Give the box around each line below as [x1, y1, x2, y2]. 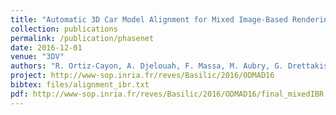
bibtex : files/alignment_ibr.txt [10, 80, 150, 90]
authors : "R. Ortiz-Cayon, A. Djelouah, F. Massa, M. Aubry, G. [10, 61, 284, 71]
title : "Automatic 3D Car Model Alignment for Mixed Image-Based [10, 14, 288, 25]
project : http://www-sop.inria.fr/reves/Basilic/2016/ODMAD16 [10, 71, 275, 81]
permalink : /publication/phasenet [10, 33, 155, 43]
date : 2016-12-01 [10, 42, 83, 53]
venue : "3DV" [10, 52, 65, 62]
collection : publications [10, 24, 118, 34]
